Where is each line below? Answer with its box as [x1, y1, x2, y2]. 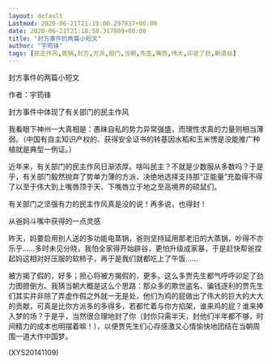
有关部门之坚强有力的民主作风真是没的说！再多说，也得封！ [8, 199, 207, 209]
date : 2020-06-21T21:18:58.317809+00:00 [8, 27, 147, 35]
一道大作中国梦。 [15, 332, 73, 341]
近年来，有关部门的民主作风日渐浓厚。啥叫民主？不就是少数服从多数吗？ [8, 162, 249, 171]
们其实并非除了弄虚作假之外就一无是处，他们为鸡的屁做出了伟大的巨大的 [8, 291, 249, 300]
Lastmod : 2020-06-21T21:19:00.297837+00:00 [8, 19, 158, 28]
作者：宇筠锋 [8, 90, 51, 99]
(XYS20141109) [8, 348, 59, 357]
